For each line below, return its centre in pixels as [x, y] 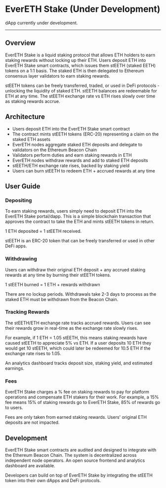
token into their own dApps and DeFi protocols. [53, 480]
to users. [14, 408]
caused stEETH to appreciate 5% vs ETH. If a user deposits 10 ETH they [78, 343]
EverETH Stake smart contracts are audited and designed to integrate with [81, 450]
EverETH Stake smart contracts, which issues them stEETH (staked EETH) [81, 65]
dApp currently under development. [41, 23]
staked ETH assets [31, 139]
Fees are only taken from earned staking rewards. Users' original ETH [76, 417]
